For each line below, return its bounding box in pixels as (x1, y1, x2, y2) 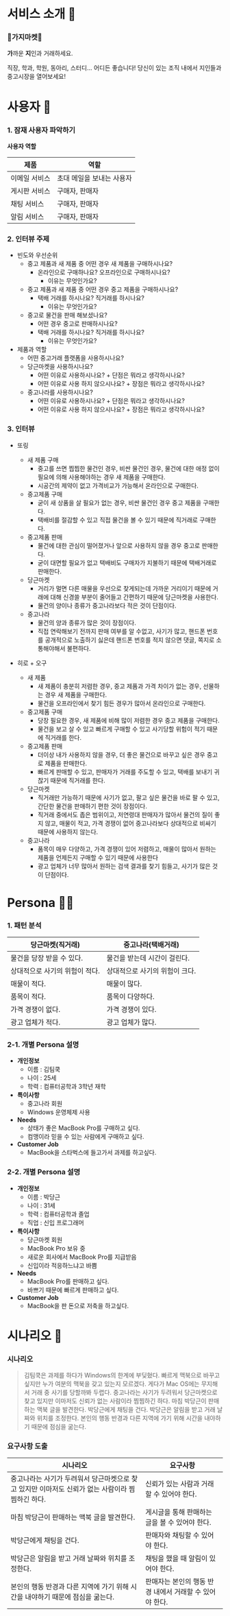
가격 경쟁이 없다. (10, 1005, 60, 1015)
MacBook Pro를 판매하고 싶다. (27, 1277, 110, 1286)
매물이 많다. (106, 979, 142, 989)
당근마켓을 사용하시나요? (27, 363, 94, 371)
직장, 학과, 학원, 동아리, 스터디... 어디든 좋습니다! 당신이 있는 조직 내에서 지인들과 (7, 64, 222, 72)
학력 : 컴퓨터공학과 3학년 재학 (27, 1083, 106, 1091)
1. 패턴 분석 (7, 920, 42, 930)
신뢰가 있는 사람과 (144, 1479, 200, 1488)
